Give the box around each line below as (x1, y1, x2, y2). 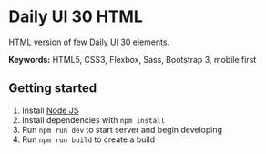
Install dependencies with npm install (21, 114, 166, 125)
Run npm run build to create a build (21, 134, 156, 145)
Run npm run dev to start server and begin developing (21, 124, 223, 135)
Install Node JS (21, 105, 79, 116)
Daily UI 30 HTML (8, 6, 143, 27)
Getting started (8, 80, 97, 97)
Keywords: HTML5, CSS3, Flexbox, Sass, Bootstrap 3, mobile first (8, 54, 257, 65)
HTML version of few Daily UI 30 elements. (8, 36, 170, 47)
